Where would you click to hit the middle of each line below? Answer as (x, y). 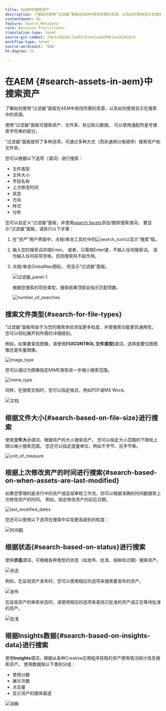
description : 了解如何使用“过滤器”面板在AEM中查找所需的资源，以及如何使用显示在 (80, 14)
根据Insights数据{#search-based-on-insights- (78, 636)
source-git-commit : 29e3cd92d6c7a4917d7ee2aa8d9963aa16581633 (70, 38)
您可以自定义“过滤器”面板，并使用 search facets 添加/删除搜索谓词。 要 (76, 222)
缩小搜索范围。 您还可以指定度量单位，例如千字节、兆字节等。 (77, 446)
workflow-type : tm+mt (27, 42)
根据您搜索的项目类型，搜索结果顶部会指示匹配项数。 (66, 288)
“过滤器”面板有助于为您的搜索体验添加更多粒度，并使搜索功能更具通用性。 (81, 327)
